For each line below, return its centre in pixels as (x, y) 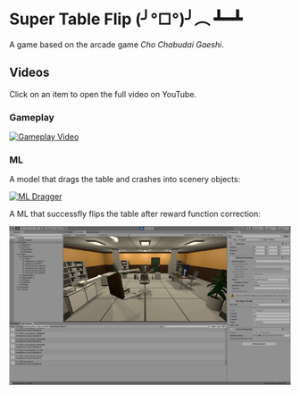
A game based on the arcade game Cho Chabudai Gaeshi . (117, 44)
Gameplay (32, 117)
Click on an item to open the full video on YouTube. (103, 94)
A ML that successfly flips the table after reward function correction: (135, 214)
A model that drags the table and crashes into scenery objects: (125, 180)
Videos (29, 73)
